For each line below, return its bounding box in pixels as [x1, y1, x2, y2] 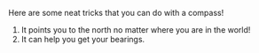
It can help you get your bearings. [20, 34, 145, 44]
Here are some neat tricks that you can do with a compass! [8, 8, 224, 18]
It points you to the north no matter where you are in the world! [20, 25, 251, 34]
